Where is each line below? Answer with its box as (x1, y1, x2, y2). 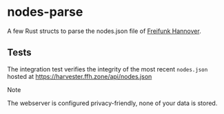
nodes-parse (7, 4, 83, 20)
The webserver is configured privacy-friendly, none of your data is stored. (7, 99, 218, 107)
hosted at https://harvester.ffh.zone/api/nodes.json (7, 72, 152, 80)
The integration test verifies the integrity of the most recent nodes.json (7, 65, 208, 73)
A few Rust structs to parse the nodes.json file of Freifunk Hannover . (7, 27, 201, 35)
